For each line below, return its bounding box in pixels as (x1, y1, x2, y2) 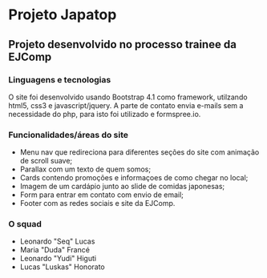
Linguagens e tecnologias (8, 74, 111, 85)
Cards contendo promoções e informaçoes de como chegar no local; (19, 173, 249, 183)
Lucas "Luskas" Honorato (19, 262, 106, 272)
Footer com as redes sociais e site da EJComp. (19, 199, 176, 208)
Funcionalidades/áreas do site (8, 129, 129, 140)
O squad (8, 219, 42, 230)
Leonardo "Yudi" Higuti (19, 254, 97, 264)
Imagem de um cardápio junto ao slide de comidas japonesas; (19, 182, 225, 191)
